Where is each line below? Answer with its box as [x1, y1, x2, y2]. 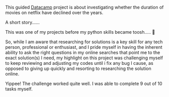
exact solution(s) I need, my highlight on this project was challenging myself [5, 55, 163, 61]
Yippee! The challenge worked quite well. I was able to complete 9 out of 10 [5, 80, 162, 86]
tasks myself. [5, 86, 33, 92]
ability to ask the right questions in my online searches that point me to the [5, 50, 160, 55]
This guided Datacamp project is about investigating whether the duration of [5, 5, 164, 10]
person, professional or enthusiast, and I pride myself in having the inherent [5, 44, 162, 50]
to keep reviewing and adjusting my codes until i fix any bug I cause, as [5, 60, 154, 66]
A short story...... [5, 20, 40, 25]
